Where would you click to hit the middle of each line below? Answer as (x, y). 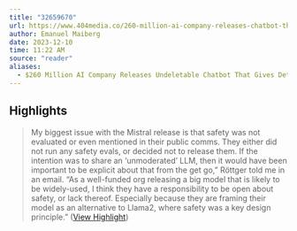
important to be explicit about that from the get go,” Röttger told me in (158, 170)
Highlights (38, 111)
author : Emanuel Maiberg (55, 34)
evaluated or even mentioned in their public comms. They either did (154, 142)
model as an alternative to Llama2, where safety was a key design (151, 207)
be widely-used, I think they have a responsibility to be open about (152, 189)
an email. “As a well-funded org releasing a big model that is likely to (155, 179)
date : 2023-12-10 (41, 42)
